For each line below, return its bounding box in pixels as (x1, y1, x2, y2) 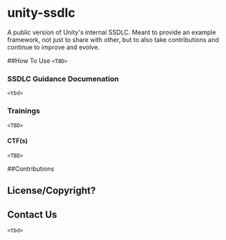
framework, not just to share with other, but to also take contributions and (7, 35, 219, 43)
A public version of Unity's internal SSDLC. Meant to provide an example (7, 28, 216, 36)
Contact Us (7, 209, 57, 220)
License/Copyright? (7, 185, 96, 197)
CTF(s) (7, 136, 28, 145)
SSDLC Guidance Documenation (7, 73, 119, 83)
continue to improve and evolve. (7, 43, 100, 51)
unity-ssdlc (7, 5, 76, 21)
